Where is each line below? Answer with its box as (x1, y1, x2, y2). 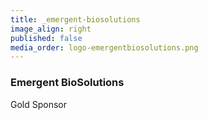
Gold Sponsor (10, 98, 68, 110)
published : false (10, 33, 83, 43)
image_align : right (10, 24, 92, 34)
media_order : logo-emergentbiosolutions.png (10, 42, 199, 53)
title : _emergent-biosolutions (10, 14, 141, 25)
